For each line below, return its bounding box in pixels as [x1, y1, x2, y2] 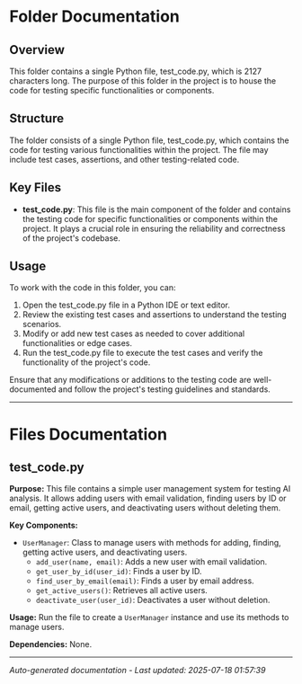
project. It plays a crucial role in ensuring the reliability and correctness [22, 223, 286, 234]
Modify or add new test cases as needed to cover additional [22, 328, 245, 339]
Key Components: [9, 520, 78, 531]
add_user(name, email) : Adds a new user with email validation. [35, 556, 268, 567]
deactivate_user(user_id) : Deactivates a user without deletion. [35, 595, 271, 606]
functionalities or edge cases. [22, 338, 133, 349]
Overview [9, 42, 66, 58]
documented [9, 384, 57, 395]
